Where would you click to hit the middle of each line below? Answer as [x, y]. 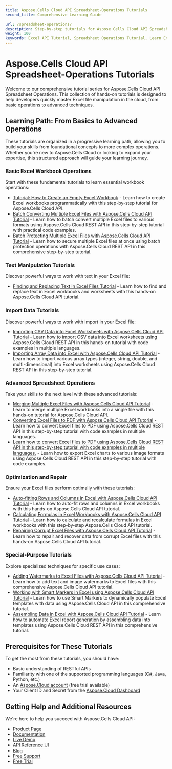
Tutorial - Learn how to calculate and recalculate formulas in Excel [82, 520]
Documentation [29, 734]
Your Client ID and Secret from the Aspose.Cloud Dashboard [77, 690]
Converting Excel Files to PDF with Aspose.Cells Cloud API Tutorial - [85, 420]
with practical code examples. [44, 230]
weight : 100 [18, 34]
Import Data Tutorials [32, 310]
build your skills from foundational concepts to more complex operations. [82, 147]
